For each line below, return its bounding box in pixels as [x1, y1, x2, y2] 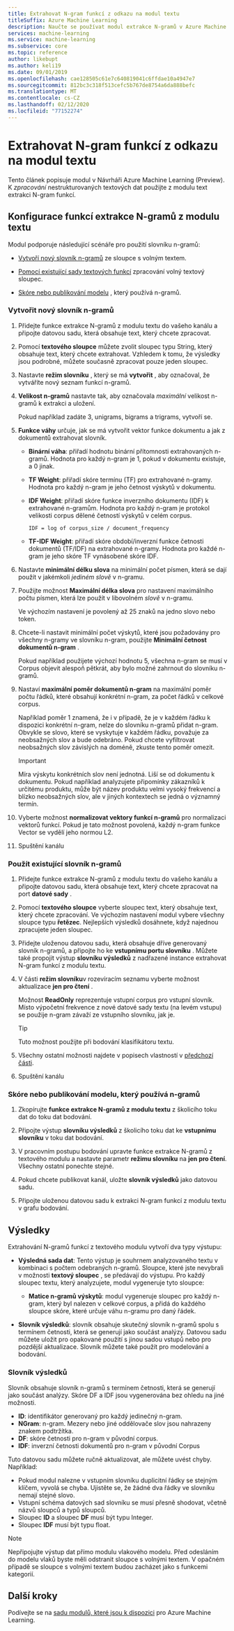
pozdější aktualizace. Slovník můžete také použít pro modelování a [17, 1343, 209, 1351]
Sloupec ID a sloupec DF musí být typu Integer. [17, 1513, 154, 1521]
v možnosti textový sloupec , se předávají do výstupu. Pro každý [17, 1271, 205, 1280]
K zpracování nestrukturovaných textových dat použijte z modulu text [8, 183, 208, 191]
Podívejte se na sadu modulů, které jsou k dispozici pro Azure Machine [8, 1609, 212, 1617]
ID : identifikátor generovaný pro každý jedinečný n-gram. [17, 1412, 183, 1420]
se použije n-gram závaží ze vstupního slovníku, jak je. [17, 1010, 175, 1019]
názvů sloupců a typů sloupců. [17, 1505, 107, 1514]
